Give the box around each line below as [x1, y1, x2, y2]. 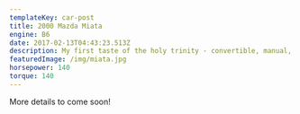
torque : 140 [9, 72, 54, 81]
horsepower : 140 [9, 64, 70, 73]
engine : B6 [9, 30, 50, 39]
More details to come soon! [9, 96, 111, 107]
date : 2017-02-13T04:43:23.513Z [9, 38, 131, 48]
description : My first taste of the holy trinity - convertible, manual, [9, 47, 293, 56]
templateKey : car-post [9, 13, 95, 22]
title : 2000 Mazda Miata [9, 22, 103, 31]
